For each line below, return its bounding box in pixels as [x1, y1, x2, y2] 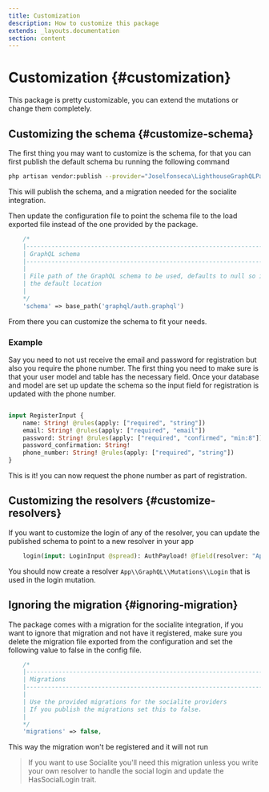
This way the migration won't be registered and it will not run [8, 742, 209, 752]
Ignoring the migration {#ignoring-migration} [8, 599, 239, 612]
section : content [8, 34, 66, 43]
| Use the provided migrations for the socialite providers [22, 697, 227, 706]
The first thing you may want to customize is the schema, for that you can [8, 148, 251, 157]
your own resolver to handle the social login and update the [27, 766, 224, 776]
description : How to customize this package [8, 19, 159, 27]
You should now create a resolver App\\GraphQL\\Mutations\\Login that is [8, 567, 251, 576]
